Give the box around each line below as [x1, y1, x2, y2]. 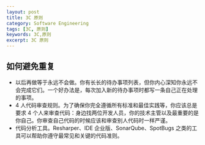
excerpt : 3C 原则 [6, 37, 49, 43]
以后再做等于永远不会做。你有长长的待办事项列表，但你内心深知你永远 [15, 79, 193, 86]
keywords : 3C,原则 [6, 32, 51, 38]
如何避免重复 [6, 62, 55, 72]
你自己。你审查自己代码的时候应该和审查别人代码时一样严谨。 [15, 116, 171, 124]
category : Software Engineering [6, 20, 89, 26]
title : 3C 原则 [6, 15, 43, 21]
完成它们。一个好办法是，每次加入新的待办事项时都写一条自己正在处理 [20, 86, 198, 93]
